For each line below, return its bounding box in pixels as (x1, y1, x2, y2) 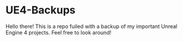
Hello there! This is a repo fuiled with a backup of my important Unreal (5, 23, 178, 30)
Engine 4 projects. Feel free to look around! (5, 29, 112, 36)
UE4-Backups (5, 3, 75, 17)
